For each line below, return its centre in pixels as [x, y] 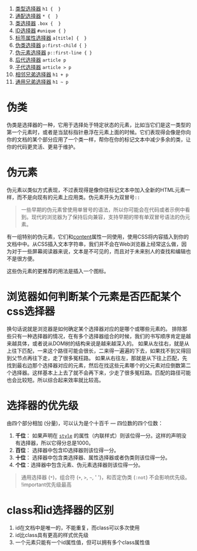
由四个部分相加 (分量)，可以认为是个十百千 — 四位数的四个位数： [85, 423]
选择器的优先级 [43, 406]
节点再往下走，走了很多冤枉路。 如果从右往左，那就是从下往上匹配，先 [102, 358]
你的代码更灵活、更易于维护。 [42, 147]
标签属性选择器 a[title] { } [51, 38]
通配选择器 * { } [37, 16]
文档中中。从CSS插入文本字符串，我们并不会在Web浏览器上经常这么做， [94, 244]
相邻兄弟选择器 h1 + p [42, 74]
